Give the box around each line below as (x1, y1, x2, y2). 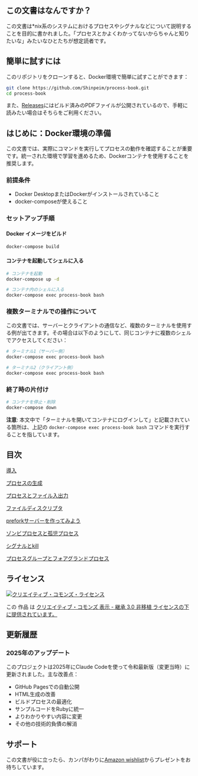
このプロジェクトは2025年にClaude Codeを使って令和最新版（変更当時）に (6, 664, 190, 671)
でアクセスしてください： (6, 337, 68, 344)
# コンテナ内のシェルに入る (6, 286, 65, 293)
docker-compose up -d (6, 276, 60, 282)
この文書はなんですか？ (6, 5, 92, 16)
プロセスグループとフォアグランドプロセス (6, 555, 109, 562)
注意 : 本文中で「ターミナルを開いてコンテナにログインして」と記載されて (6, 416, 185, 423)
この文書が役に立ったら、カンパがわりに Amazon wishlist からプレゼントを (6, 756, 186, 764)
